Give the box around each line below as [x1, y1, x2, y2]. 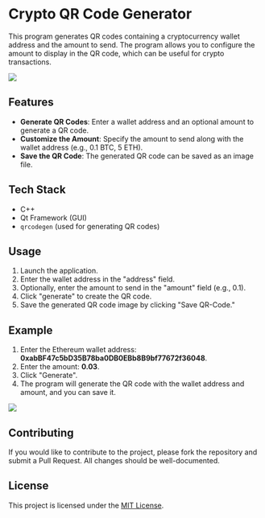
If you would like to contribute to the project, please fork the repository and [8, 447, 258, 457]
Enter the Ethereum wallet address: [19, 345, 137, 355]
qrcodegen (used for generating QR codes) [19, 221, 160, 231]
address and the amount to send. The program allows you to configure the [8, 39, 255, 49]
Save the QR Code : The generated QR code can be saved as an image [19, 150, 254, 161]
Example [8, 323, 53, 337]
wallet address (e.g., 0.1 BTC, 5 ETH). [19, 142, 143, 152]
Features [8, 96, 54, 109]
